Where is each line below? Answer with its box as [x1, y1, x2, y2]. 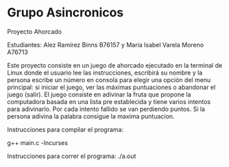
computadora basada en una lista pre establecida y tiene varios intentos [7, 97, 211, 105]
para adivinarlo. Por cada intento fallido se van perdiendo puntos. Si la [7, 105, 206, 113]
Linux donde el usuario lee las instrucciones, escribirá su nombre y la [7, 68, 203, 77]
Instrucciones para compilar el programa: [7, 125, 124, 133]
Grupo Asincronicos [7, 5, 124, 21]
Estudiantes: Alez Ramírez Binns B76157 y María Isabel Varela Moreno [7, 40, 204, 49]
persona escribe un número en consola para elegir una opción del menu [7, 75, 211, 83]
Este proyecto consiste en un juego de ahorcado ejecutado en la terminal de [7, 61, 223, 69]
